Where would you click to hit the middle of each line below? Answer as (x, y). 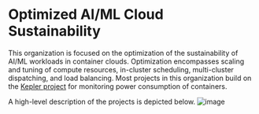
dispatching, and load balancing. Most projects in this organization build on (130, 78)
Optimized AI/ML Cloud (86, 15)
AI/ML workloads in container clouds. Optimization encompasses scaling (126, 61)
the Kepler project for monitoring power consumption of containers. (118, 86)
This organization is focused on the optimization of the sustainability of (123, 53)
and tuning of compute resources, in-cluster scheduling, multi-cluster (121, 69)
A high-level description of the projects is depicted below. (102, 101)
